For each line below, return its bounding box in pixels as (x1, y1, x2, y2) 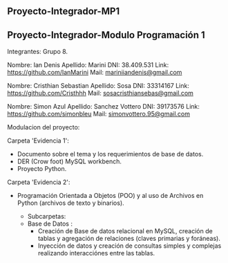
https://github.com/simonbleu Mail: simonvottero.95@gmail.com (7, 110, 191, 118)
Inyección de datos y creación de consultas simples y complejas (37, 242, 222, 250)
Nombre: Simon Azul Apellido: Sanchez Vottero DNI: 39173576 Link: (7, 102, 200, 111)
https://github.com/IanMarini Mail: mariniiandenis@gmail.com (7, 69, 182, 77)
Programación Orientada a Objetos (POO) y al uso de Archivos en (17, 192, 204, 200)
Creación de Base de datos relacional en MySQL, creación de (37, 227, 213, 235)
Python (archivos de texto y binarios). (17, 199, 124, 207)
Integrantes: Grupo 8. (7, 48, 68, 56)
